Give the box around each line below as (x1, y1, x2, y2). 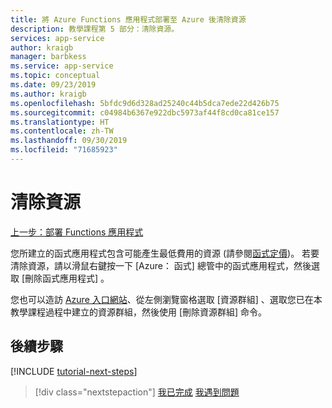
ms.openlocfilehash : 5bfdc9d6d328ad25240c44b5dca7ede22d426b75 (10, 98, 280, 108)
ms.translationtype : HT (10, 117, 110, 127)
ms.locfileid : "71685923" (10, 145, 118, 155)
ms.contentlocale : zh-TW (10, 126, 114, 136)
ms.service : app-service (10, 61, 114, 71)
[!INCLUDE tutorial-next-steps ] (10, 365, 138, 377)
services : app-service (10, 33, 105, 43)
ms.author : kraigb (10, 89, 87, 99)
